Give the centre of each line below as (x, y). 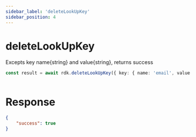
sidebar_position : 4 (31, 17)
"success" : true (36, 123)
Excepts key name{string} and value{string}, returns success (79, 62)
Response (31, 102)
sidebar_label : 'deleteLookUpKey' (48, 11)
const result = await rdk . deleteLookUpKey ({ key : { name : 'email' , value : (99, 73)
